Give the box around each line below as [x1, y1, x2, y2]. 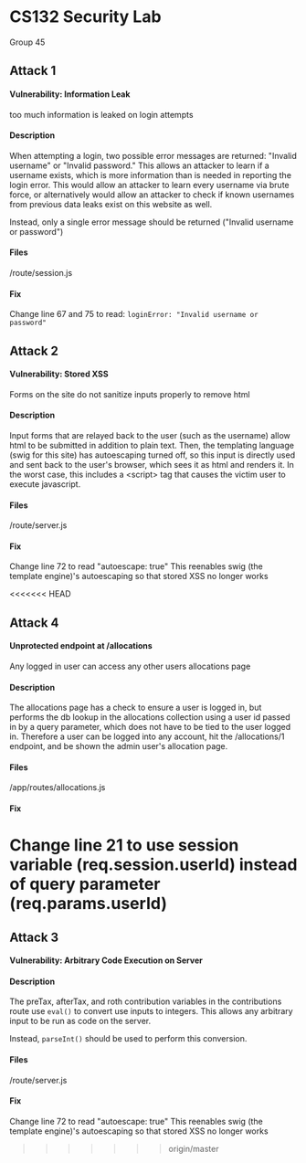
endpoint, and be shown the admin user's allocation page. [9, 741, 228, 752]
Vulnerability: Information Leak [9, 89, 131, 100]
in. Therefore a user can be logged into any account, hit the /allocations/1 [9, 731, 285, 742]
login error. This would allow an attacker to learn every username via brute [9, 179, 290, 190]
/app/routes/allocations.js [9, 782, 106, 793]
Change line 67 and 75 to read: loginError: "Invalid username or [9, 309, 259, 320]
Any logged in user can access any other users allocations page [9, 661, 251, 671]
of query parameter [9, 874, 161, 894]
